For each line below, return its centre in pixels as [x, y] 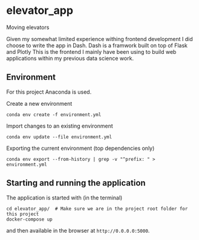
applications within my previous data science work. [70, 58]
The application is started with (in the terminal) [64, 198]
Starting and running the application [76, 183]
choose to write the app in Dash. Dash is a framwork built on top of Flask [97, 45]
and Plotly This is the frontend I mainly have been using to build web [91, 51]
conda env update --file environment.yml [59, 137]
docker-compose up [29, 219]
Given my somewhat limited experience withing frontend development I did [100, 39]
